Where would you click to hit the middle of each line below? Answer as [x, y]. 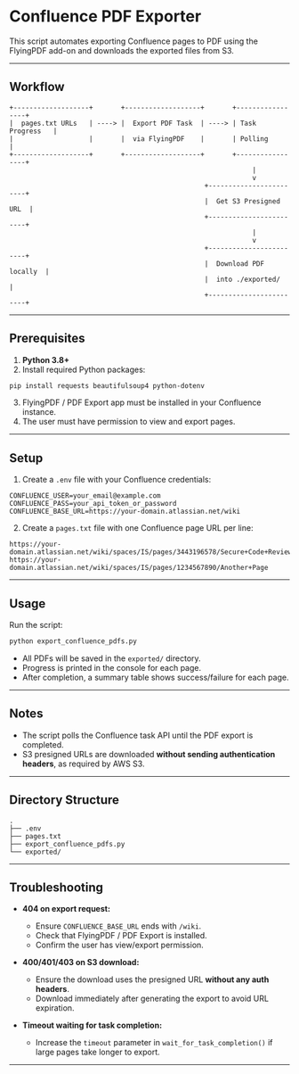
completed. [43, 744]
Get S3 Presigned [248, 201]
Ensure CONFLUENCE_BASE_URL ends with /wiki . [118, 926]
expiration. [55, 1008]
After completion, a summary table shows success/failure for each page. [155, 677]
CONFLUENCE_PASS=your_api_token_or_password [93, 504]
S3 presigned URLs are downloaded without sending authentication [149, 754]
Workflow [37, 87]
